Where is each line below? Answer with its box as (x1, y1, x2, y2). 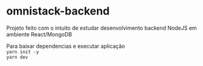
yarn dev (6, 54, 28, 60)
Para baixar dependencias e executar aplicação (6, 42, 125, 50)
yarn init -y (6, 48, 39, 55)
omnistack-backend (6, 4, 110, 18)
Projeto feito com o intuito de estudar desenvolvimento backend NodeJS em (6, 24, 197, 31)
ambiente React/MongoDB (6, 30, 73, 38)
